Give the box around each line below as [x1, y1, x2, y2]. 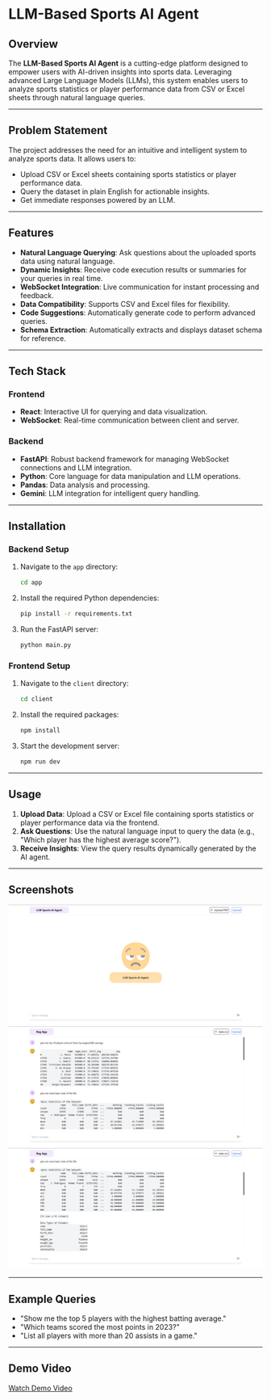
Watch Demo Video [8, 1383, 73, 1393]
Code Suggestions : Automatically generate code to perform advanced [19, 308, 256, 317]
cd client [19, 696, 54, 704]
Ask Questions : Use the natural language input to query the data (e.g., [19, 826, 256, 836]
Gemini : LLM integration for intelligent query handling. [19, 488, 200, 498]
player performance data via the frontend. [19, 818, 160, 827]
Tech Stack [8, 364, 66, 378]
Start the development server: [19, 741, 120, 750]
